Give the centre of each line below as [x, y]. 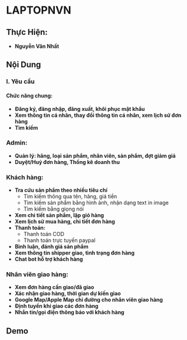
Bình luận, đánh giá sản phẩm [51, 247]
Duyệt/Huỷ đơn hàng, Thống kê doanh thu [67, 162]
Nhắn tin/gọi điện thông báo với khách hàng [70, 312]
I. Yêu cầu [20, 81]
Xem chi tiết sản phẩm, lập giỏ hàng [59, 215]
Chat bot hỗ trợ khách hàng [49, 259]
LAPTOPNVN [39, 10]
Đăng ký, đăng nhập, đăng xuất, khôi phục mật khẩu [80, 109]
